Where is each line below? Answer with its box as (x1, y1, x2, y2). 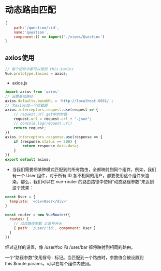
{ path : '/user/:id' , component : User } (14, 226, 96, 231)
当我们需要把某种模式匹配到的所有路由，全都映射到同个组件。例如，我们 (12, 166, 156, 172)
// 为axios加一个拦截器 (5, 103, 48, 108)
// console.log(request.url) (14, 121, 73, 126)
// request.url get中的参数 (14, 112, 68, 117)
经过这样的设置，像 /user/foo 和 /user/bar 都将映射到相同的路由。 (5, 244, 135, 250)
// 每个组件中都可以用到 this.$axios (5, 67, 74, 72)
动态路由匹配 (5, 4, 57, 16)
